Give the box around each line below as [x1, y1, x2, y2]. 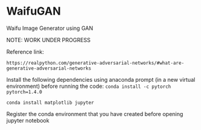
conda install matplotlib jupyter [6, 99, 95, 106]
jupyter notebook [6, 117, 50, 124]
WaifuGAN [6, 4, 61, 18]
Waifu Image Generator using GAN [6, 24, 93, 32]
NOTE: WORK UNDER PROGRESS [6, 36, 91, 43]
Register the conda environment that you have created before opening [6, 110, 183, 117]
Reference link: [6, 48, 45, 56]
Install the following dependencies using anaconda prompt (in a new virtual [6, 76, 196, 83]
